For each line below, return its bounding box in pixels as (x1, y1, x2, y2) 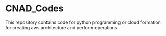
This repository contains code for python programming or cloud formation (5, 19, 161, 25)
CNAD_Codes (5, 3, 64, 14)
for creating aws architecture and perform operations (5, 24, 117, 30)
